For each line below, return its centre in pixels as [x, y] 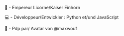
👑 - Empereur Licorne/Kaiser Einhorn [43, 8]
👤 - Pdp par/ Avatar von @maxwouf [41, 28]
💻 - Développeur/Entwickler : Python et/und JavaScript [62, 17]
